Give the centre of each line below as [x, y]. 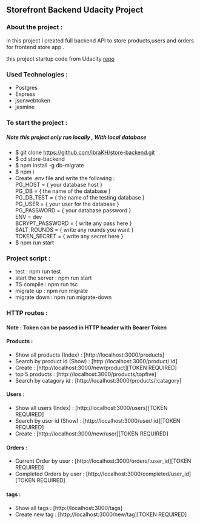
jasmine [25, 107]
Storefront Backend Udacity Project [75, 10]
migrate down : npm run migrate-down [63, 297]
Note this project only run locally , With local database [76, 137]
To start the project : [37, 123]
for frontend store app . [35, 47]
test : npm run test [38, 272]
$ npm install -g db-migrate [49, 165]
